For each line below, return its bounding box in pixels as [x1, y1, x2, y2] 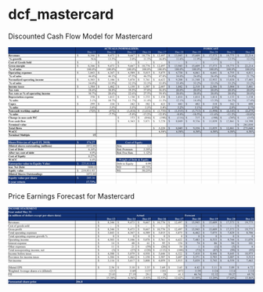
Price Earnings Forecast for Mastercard [8, 192, 135, 201]
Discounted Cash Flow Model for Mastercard [8, 31, 153, 41]
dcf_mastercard [8, 5, 114, 24]
